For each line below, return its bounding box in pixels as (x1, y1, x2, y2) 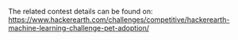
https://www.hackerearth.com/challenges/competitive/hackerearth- (8, 15, 230, 24)
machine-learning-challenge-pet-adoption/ (8, 24, 149, 32)
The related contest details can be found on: (8, 7, 153, 16)
